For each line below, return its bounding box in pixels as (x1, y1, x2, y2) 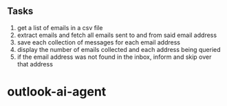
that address (17, 59, 54, 68)
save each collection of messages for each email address (17, 38, 181, 47)
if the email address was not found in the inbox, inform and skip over (17, 53, 212, 61)
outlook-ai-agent (7, 84, 107, 99)
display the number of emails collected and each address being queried (17, 45, 221, 53)
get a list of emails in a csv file (17, 23, 103, 31)
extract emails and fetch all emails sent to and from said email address (17, 31, 217, 39)
